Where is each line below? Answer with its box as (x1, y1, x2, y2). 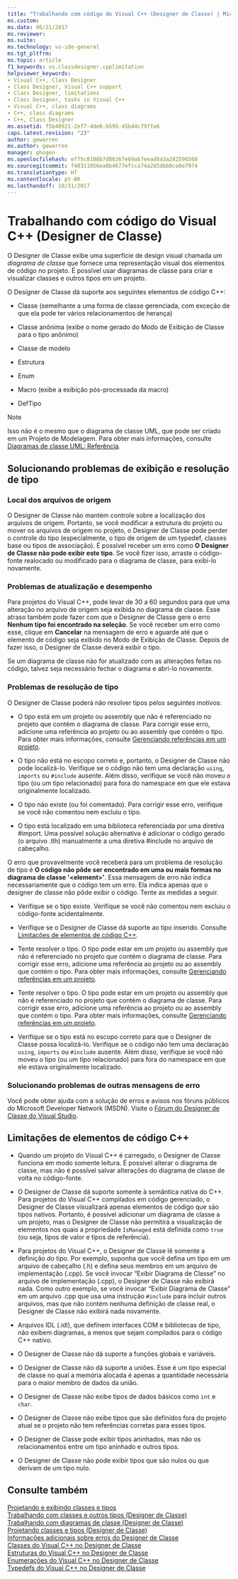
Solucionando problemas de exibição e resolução (7, 463, 229, 475)
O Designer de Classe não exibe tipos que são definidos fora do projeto (17, 1413, 227, 1422)
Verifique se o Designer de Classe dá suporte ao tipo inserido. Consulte (17, 923, 227, 932)
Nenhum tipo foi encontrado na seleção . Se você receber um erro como (7, 620, 221, 629)
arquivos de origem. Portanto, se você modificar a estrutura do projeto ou (7, 519, 222, 527)
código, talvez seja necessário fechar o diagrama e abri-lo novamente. (7, 664, 214, 673)
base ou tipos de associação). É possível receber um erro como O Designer (7, 541, 229, 549)
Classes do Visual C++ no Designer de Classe (7, 1541, 142, 1549)
